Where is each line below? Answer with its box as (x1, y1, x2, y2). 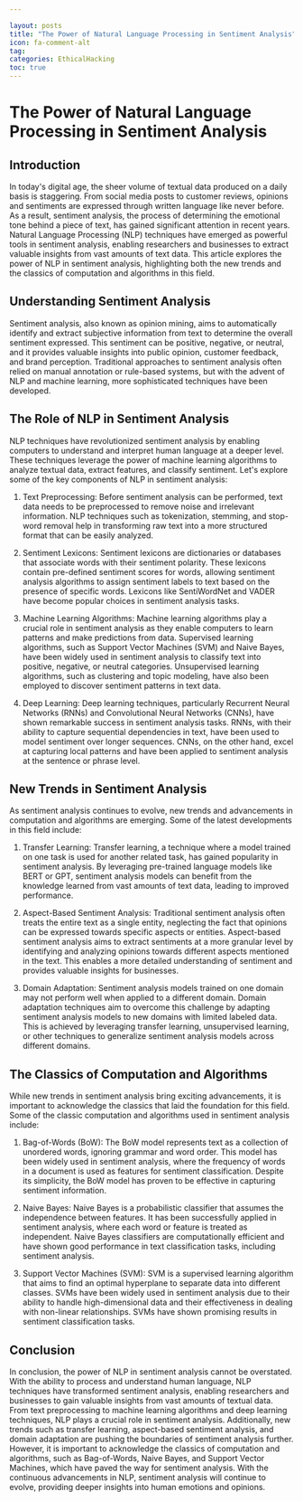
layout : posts (9, 21, 63, 30)
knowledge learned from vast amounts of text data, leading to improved (22, 881, 289, 892)
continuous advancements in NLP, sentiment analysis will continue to (9, 1472, 266, 1483)
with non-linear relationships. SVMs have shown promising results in (22, 1307, 278, 1317)
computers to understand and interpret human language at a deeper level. (9, 445, 284, 456)
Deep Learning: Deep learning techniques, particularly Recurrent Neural (22, 697, 290, 708)
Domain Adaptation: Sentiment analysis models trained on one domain (22, 983, 284, 994)
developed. (9, 385, 51, 396)
